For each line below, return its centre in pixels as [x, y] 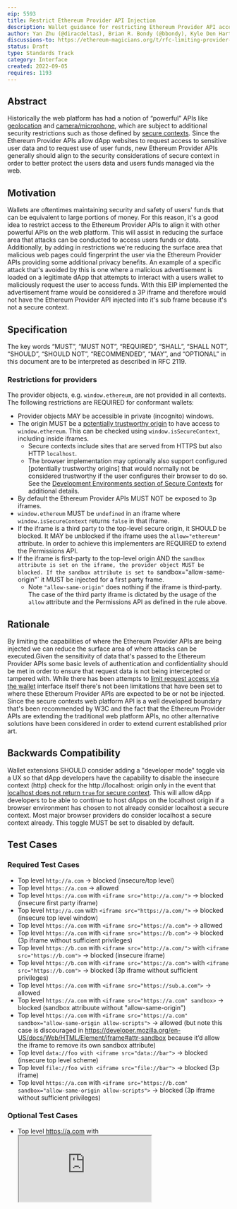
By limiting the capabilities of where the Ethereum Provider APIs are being [115, 642]
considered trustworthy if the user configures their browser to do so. [128, 476]
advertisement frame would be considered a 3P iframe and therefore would [117, 293]
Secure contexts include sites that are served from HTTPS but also [125, 446]
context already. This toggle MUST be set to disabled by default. [101, 823]
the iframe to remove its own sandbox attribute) [87, 1045]
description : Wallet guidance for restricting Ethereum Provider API [112, 27]
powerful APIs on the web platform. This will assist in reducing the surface [115, 233]
